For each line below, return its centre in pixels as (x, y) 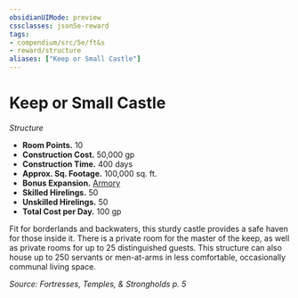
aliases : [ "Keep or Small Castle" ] (75, 59)
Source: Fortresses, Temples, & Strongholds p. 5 (98, 284)
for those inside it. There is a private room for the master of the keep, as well (149, 238)
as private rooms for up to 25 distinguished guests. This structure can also (146, 247)
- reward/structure (45, 51)
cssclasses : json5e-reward (59, 26)
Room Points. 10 (52, 145)
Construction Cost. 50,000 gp (78, 154)
